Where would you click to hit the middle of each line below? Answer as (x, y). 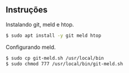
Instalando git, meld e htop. (40, 24)
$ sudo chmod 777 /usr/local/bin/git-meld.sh (64, 64)
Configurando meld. (31, 47)
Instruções (27, 10)
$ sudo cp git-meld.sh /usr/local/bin (55, 58)
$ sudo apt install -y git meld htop (54, 36)
